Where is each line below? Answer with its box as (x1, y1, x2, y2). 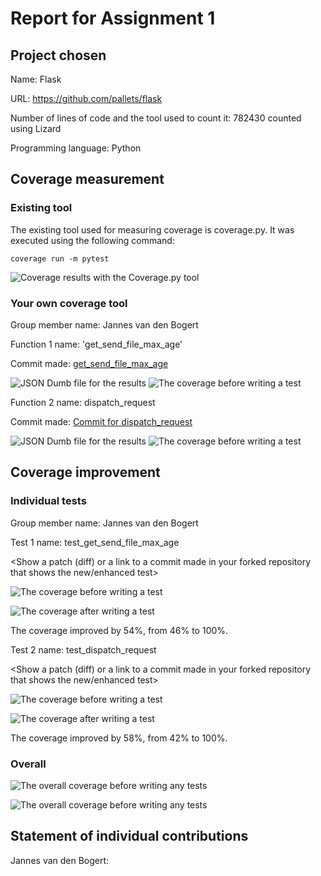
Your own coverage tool (10, 296, 128, 310)
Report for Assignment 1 (10, 7, 216, 30)
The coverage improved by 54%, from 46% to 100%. (10, 624, 229, 636)
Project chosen (10, 47, 107, 64)
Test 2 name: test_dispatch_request (10, 643, 157, 656)
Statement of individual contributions (10, 828, 249, 845)
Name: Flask (10, 73, 62, 85)
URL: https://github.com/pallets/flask (10, 93, 163, 104)
